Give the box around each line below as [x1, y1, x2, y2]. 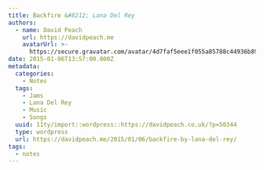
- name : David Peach [15, 26, 82, 34]
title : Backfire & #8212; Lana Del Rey [8, 11, 135, 20]
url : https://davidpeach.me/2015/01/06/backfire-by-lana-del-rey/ [15, 135, 237, 143]
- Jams [22, 92, 44, 99]
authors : [8, 19, 37, 27]
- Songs [22, 114, 47, 121]
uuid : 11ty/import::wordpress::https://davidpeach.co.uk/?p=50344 [15, 121, 237, 128]
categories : [15, 70, 55, 78]
